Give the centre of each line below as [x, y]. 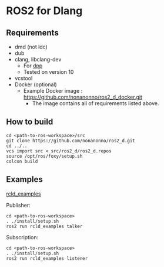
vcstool [24, 78]
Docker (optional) [36, 84]
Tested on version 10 [48, 72]
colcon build [22, 161]
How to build [30, 122]
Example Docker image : [53, 91]
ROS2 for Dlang [44, 11]
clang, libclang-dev [38, 59]
